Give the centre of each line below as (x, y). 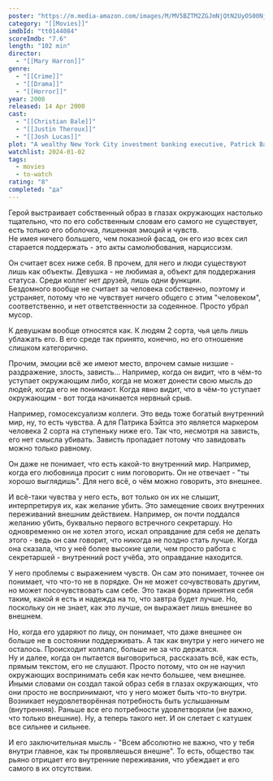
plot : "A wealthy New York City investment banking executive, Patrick (132, 144)
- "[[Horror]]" (41, 91)
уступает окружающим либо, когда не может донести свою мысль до (131, 380)
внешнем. (26, 616)
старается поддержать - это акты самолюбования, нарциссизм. (121, 247)
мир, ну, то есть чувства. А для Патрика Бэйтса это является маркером (133, 422)
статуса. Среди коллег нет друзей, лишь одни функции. (105, 280)
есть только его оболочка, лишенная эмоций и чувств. (104, 230)
